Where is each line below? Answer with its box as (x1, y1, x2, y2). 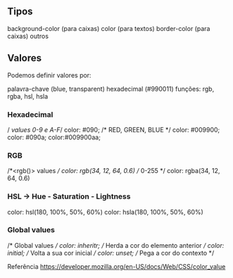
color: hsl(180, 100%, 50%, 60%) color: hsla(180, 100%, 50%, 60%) (7, 208, 204, 216)
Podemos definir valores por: (7, 70, 92, 80)
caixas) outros (7, 32, 49, 40)
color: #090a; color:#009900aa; (7, 133, 101, 141)
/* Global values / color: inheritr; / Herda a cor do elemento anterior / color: (7, 241, 225, 249)
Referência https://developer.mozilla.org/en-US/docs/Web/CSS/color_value (7, 262, 226, 270)
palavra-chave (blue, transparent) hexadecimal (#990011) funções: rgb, (7, 84, 215, 93)
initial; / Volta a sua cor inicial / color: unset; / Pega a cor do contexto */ (7, 248, 215, 257)
